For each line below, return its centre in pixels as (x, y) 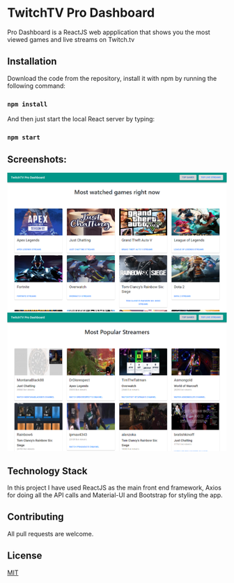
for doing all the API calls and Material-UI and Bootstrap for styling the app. (115, 495)
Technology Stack (47, 471)
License (25, 556)
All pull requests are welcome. (50, 533)
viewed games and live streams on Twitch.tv (71, 39)
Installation (32, 62)
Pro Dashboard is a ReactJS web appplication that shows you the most (109, 32)
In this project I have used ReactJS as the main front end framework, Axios (114, 488)
